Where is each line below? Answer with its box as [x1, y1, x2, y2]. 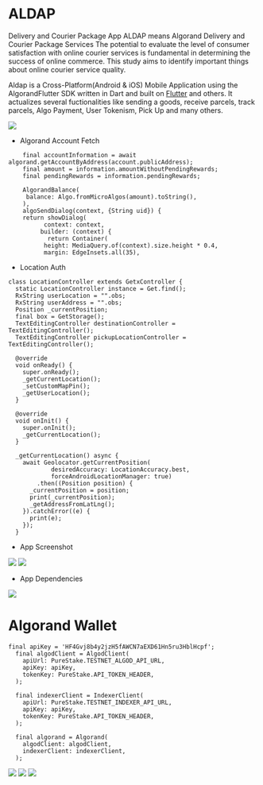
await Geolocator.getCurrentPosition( [22, 458, 151, 466]
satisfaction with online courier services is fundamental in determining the [8, 48, 251, 57]
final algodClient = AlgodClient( [15, 649, 130, 658]
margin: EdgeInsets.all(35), [43, 248, 141, 257]
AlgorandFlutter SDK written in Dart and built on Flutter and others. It [8, 88, 233, 98]
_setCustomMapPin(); [22, 382, 91, 390]
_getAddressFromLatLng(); [29, 500, 115, 509]
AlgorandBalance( [22, 186, 80, 194]
